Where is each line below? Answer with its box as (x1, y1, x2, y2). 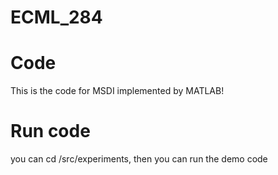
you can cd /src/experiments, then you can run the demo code (10, 153, 268, 165)
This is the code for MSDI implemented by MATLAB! (10, 85, 225, 97)
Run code (10, 120, 91, 143)
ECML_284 (10, 6, 103, 29)
